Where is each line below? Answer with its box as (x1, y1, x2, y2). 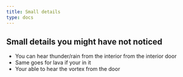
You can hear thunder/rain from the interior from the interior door (14, 52, 177, 60)
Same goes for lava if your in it (14, 59, 92, 66)
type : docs (6, 14, 34, 20)
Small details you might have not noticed (6, 37, 163, 47)
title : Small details (6, 8, 61, 15)
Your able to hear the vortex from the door (14, 66, 121, 73)
